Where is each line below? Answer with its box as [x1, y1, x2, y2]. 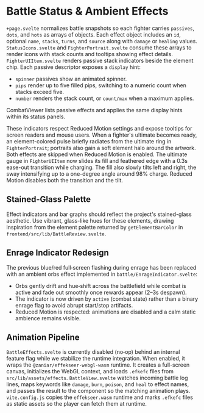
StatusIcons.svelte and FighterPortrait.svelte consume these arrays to [6, 44, 192, 51]
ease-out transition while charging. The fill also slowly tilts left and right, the [6, 163, 197, 171]
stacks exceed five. [15, 88, 65, 95]
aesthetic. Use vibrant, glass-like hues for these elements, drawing [6, 217, 174, 224]
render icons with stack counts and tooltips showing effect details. [6, 50, 174, 57]
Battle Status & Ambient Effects [6, 4, 169, 18]
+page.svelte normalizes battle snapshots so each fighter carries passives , [6, 24, 195, 32]
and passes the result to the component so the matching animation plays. [6, 387, 191, 395]
